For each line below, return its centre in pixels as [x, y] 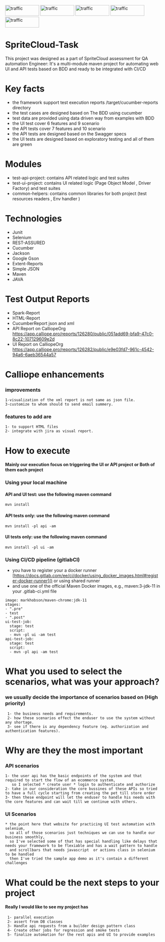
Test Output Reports [48, 299]
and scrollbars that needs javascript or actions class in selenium [82, 850]
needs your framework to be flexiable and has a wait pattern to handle [81, 846]
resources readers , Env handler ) [46, 198]
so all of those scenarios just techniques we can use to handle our [82, 833]
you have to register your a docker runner [54, 570]
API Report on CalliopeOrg [39, 328]
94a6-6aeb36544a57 [34, 354]
